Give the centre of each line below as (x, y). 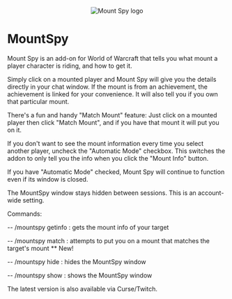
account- (211, 193)
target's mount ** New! (41, 248)
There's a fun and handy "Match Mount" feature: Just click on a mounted (112, 115)
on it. (15, 130)
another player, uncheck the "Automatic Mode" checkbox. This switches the (116, 151)
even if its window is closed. (48, 179)
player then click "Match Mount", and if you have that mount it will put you (113, 122)
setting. (33, 200)
